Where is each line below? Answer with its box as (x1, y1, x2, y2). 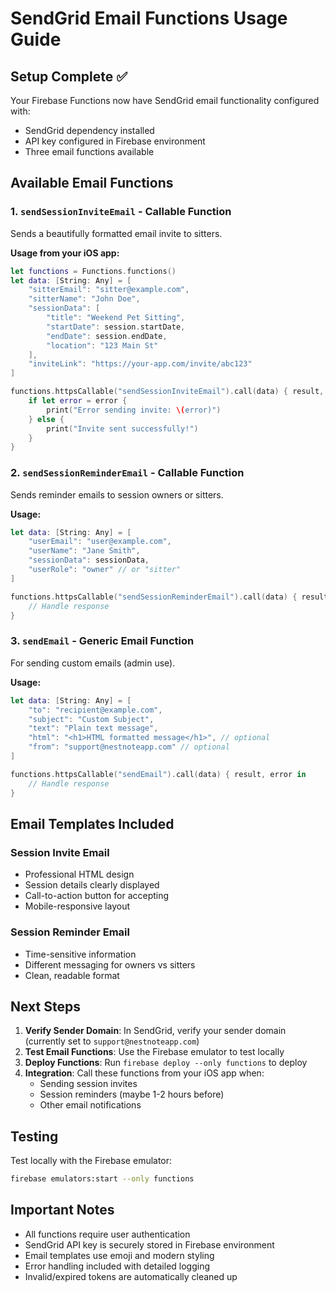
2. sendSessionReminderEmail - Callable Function (10, 466, 245, 480)
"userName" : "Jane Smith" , (28, 546, 141, 556)
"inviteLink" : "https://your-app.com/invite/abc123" (28, 359, 253, 369)
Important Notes (10, 1202, 115, 1219)
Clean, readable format (24, 969, 120, 981)
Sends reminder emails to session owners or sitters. (10, 488, 224, 501)
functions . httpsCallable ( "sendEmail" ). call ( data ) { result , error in (10, 769, 307, 779)
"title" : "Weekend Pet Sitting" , (46, 313, 186, 323)
